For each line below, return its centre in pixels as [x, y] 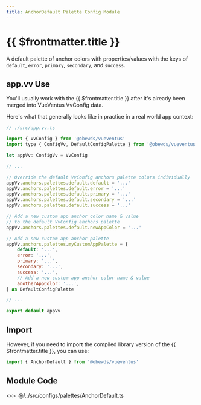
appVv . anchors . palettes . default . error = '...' [66, 188]
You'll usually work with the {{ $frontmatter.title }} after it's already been [96, 99]
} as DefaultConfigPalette [40, 289]
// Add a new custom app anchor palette [58, 239]
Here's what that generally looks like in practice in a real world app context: [100, 117]
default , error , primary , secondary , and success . [66, 65]
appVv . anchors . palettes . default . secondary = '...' [71, 200]
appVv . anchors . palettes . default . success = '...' [69, 206]
